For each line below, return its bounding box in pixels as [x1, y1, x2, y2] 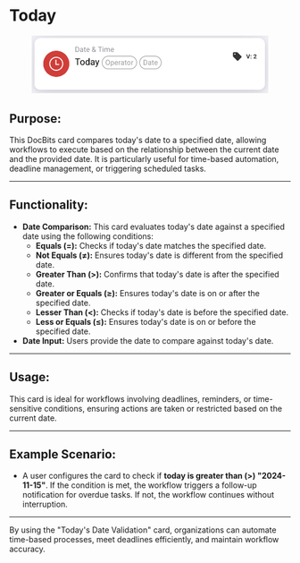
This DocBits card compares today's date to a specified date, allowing [9, 135, 267, 146]
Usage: [9, 370, 51, 385]
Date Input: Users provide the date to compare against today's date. [21, 335, 274, 345]
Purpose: [9, 111, 62, 126]
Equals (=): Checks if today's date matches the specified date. [35, 240, 267, 251]
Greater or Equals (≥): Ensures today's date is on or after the [35, 287, 261, 298]
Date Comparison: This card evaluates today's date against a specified [21, 221, 286, 232]
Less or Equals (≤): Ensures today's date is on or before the [35, 316, 256, 327]
